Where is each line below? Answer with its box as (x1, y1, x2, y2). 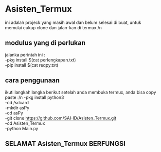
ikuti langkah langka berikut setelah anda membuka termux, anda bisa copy (5, 89, 157, 95)
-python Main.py (5, 125, 38, 131)
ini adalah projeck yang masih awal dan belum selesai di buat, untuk (5, 19, 142, 25)
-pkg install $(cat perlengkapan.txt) (5, 57, 76, 63)
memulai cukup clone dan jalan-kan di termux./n (5, 24, 102, 30)
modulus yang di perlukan (5, 39, 86, 47)
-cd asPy (5, 110, 23, 115)
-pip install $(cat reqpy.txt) (5, 62, 59, 68)
